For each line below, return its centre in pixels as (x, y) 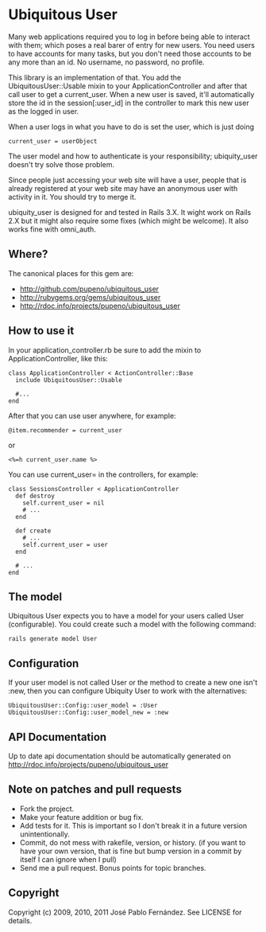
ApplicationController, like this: (58, 358)
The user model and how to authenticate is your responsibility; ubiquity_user (133, 156)
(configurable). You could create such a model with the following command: (132, 624)
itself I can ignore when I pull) (68, 859)
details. (20, 920)
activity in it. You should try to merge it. (72, 197)
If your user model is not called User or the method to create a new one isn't (133, 683)
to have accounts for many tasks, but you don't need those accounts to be (130, 53)
